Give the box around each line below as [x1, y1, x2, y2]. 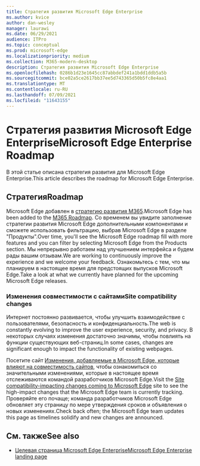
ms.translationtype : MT [6, 81, 66, 87]
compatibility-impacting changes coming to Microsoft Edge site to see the [6, 382, 188, 389]
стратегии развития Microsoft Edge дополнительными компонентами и [6, 220, 188, 227]
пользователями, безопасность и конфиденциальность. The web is [6, 320, 176, 327]
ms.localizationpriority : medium [6, 53, 90, 59]
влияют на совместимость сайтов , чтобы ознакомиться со [6, 363, 157, 370]
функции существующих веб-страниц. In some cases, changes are [6, 338, 173, 346]
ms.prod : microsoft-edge [6, 48, 68, 54]
